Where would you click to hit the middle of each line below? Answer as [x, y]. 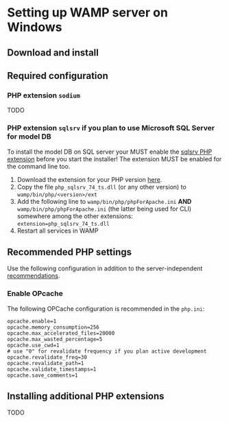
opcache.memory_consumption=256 [53, 327]
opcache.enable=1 [32, 321]
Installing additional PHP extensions [86, 396]
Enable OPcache [35, 294]
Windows [35, 27]
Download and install [53, 52]
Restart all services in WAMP [58, 231]
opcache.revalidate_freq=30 [47, 357]
